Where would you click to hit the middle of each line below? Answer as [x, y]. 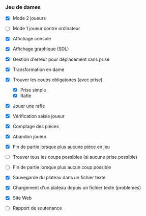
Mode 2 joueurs [29, 18]
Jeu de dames [23, 7]
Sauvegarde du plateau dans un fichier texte [59, 178]
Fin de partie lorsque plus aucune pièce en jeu [61, 147]
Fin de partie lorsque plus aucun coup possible [62, 167]
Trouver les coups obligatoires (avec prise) [57, 80]
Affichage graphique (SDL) [41, 49]
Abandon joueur [30, 137]
